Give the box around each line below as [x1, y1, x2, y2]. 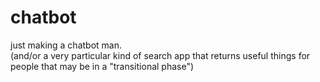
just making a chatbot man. [10, 39, 123, 51]
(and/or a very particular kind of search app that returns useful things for [10, 49, 311, 61]
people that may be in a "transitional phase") [10, 60, 195, 72]
